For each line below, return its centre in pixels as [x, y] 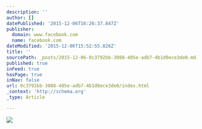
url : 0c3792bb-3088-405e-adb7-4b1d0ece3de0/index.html [78, 86]
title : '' [19, 52]
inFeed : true [23, 69]
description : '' [27, 12]
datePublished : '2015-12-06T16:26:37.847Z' [63, 23]
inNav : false [23, 80]
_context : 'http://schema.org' [46, 92]
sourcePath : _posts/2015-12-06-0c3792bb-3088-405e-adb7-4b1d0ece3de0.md [101, 57]
